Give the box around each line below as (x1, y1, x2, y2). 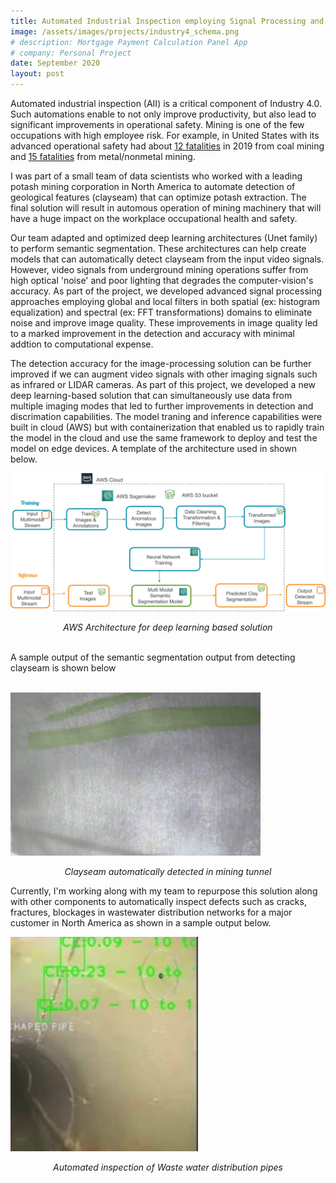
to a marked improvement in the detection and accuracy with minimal (10, 328, 295, 339)
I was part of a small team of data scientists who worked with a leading (10, 170, 303, 182)
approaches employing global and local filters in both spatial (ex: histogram (10, 296, 320, 307)
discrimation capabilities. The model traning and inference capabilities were (10, 411, 323, 422)
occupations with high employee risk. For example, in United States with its (10, 130, 320, 141)
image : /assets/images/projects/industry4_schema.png (10, 26, 240, 37)
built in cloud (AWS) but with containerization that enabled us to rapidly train (10, 421, 325, 433)
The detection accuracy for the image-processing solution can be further (10, 358, 312, 369)
